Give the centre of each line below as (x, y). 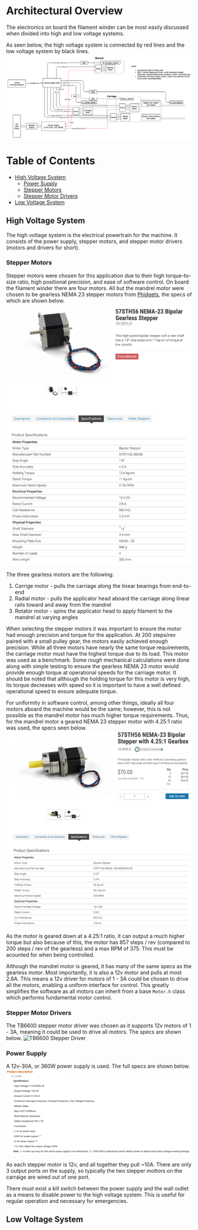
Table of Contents (51, 161)
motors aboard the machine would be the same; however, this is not (88, 709)
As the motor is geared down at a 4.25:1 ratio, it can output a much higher (95, 936)
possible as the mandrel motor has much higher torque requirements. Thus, (98, 715)
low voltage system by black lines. (48, 51)
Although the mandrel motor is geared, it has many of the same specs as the (99, 966)
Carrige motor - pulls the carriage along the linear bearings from (93, 586)
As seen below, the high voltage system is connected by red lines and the (95, 45)
